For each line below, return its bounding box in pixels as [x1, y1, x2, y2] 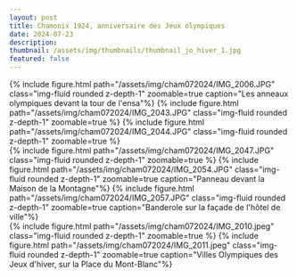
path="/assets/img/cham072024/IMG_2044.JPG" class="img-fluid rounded [9, 127, 288, 136]
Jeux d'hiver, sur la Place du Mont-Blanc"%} [9, 259, 173, 269]
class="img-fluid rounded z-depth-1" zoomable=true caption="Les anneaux [9, 88, 289, 99]
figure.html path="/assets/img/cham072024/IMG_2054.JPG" [9, 164, 234, 175]
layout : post [9, 12, 58, 22]
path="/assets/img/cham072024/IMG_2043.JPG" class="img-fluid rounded [9, 108, 288, 118]
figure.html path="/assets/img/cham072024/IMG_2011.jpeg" [9, 240, 231, 250]
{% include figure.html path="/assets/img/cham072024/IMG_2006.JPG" [9, 79, 276, 89]
